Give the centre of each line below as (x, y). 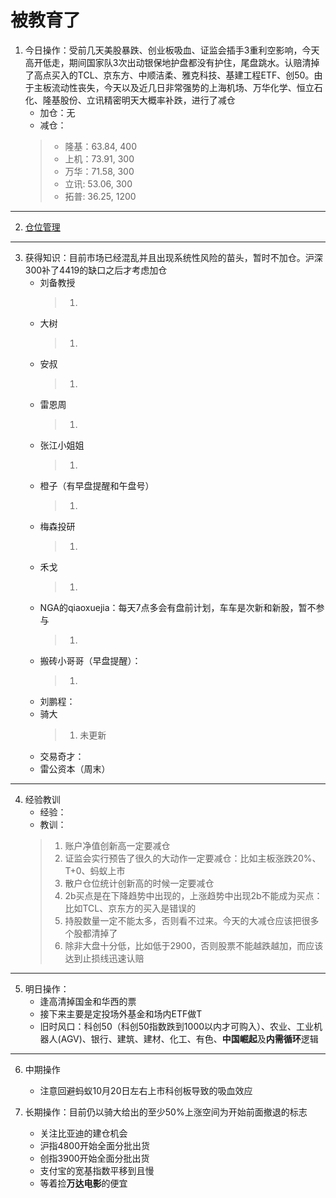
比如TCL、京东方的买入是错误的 (130, 908)
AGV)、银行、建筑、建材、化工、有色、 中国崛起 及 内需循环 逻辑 (189, 1038)
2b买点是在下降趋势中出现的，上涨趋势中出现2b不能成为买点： (193, 895)
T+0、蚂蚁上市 (95, 870)
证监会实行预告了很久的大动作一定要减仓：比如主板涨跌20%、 (193, 858)
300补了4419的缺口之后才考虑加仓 (96, 270)
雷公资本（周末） (75, 768)
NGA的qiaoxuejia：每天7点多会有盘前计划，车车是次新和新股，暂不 (178, 607)
